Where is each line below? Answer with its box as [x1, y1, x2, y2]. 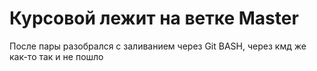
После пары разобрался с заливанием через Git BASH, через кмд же [9, 40, 307, 52]
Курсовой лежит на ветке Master [9, 7, 299, 30]
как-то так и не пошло [9, 50, 104, 62]
